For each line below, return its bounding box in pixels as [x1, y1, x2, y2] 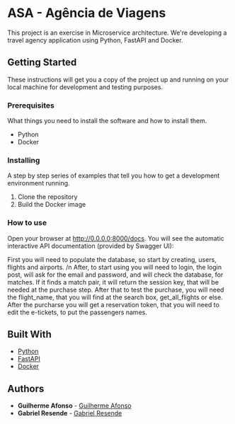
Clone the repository [17, 193, 78, 201]
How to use [7, 218, 47, 228]
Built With [7, 328, 52, 340]
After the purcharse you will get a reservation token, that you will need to [7, 300, 219, 309]
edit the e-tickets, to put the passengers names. [7, 308, 147, 316]
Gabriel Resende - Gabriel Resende [17, 409, 122, 418]
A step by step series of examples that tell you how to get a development [7, 171, 220, 180]
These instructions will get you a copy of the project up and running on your [7, 75, 229, 84]
